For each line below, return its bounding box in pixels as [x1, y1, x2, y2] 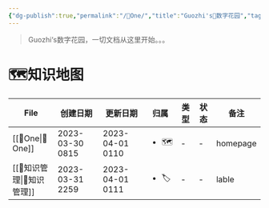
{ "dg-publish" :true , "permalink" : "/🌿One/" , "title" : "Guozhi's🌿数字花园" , [8, 11, 248, 20]
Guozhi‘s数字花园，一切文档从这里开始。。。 [27, 34, 170, 44]
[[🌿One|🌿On [12, 133, 48, 144]
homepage [215, 138, 257, 149]
